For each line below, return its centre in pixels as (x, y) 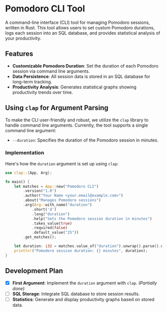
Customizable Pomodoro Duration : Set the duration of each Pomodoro (85, 66)
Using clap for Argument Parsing (57, 108)
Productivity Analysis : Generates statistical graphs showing (74, 87)
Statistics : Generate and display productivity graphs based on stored (83, 299)
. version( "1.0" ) (40, 191)
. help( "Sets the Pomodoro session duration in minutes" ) (92, 219)
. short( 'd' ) (44, 209)
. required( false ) (50, 228)
